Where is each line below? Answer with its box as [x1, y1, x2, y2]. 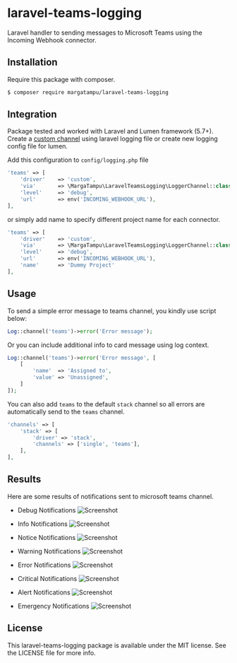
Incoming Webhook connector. [7, 35, 97, 44]
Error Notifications [17, 561, 71, 569]
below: [7, 314, 27, 322]
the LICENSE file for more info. [7, 648, 97, 657]
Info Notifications [17, 520, 68, 528]
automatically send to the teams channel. [7, 407, 125, 416]
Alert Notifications [17, 588, 71, 597]
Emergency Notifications [17, 602, 90, 610]
